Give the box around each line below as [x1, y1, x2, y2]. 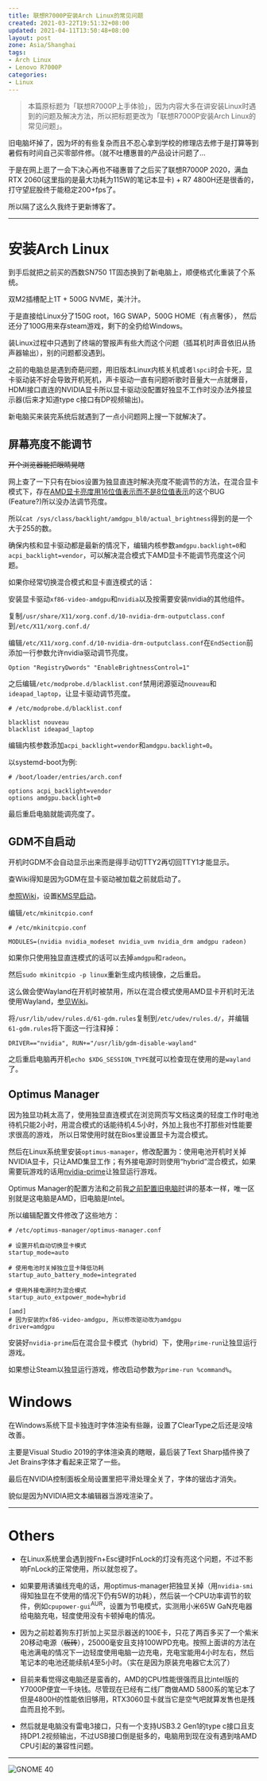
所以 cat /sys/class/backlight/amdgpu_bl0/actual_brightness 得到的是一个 [8, 514, 253, 524]
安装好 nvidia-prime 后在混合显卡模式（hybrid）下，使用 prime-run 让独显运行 [8, 1338, 257, 1347]
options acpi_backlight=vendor [8, 787, 112, 796]
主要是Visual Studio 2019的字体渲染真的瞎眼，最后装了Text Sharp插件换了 [8, 1447, 251, 1456]
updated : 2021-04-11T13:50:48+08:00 [8, 26, 130, 34]
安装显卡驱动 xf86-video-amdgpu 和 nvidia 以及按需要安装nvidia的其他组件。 [8, 594, 249, 604]
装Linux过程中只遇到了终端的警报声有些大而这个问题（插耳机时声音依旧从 [8, 338, 249, 348]
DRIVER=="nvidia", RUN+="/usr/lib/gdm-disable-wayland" [8, 1039, 197, 1047]
